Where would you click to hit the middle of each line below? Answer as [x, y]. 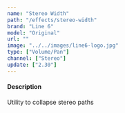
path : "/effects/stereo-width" [52, 20]
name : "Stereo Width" [38, 13]
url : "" [18, 39]
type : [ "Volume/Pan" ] [38, 52]
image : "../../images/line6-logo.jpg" [63, 45]
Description [25, 87]
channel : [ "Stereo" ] [37, 59]
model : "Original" [33, 33]
